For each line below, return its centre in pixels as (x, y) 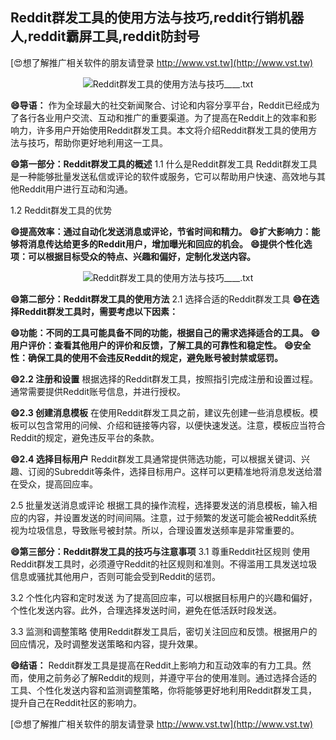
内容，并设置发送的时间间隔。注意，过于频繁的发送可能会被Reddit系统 (172, 517)
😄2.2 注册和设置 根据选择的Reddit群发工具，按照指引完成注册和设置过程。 (164, 379)
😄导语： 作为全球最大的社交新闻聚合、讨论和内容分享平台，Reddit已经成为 (165, 105)
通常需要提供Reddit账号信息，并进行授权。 (98, 391)
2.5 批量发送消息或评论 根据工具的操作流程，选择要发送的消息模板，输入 (159, 505)
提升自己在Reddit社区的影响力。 (76, 702)
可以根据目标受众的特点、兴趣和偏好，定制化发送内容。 (141, 256)
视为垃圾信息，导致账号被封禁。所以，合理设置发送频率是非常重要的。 (155, 530)
